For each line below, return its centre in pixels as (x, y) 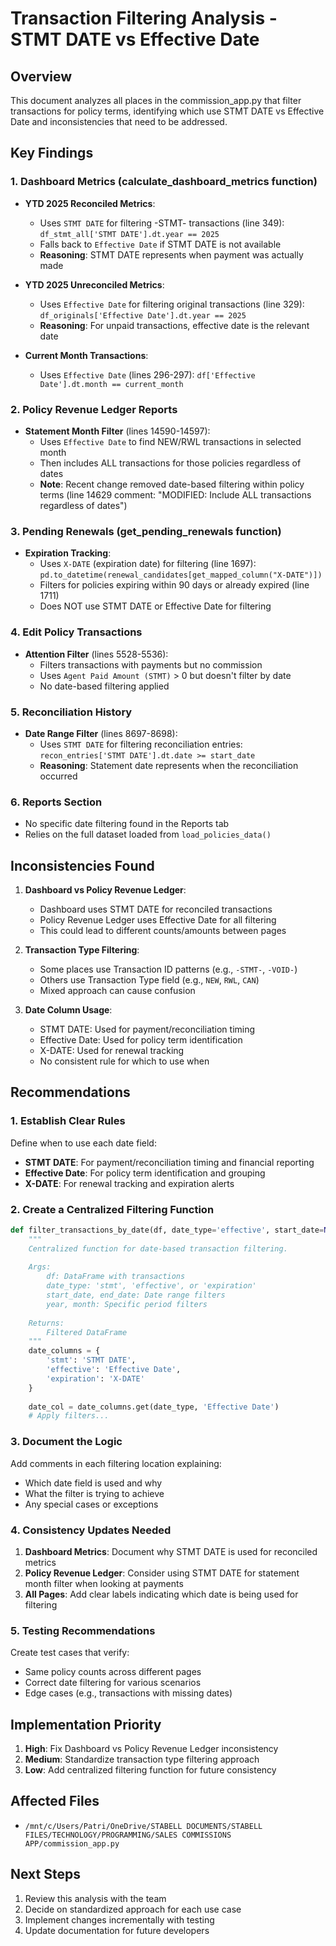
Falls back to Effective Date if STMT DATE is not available (160, 244)
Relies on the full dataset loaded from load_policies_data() (148, 834)
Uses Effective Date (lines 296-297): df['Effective (147, 374)
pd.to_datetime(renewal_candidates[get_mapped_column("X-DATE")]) (181, 575)
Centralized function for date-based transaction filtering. (158, 1248)
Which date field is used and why (93, 1483)
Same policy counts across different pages (113, 1672)
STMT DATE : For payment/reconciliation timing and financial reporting (169, 1162)
